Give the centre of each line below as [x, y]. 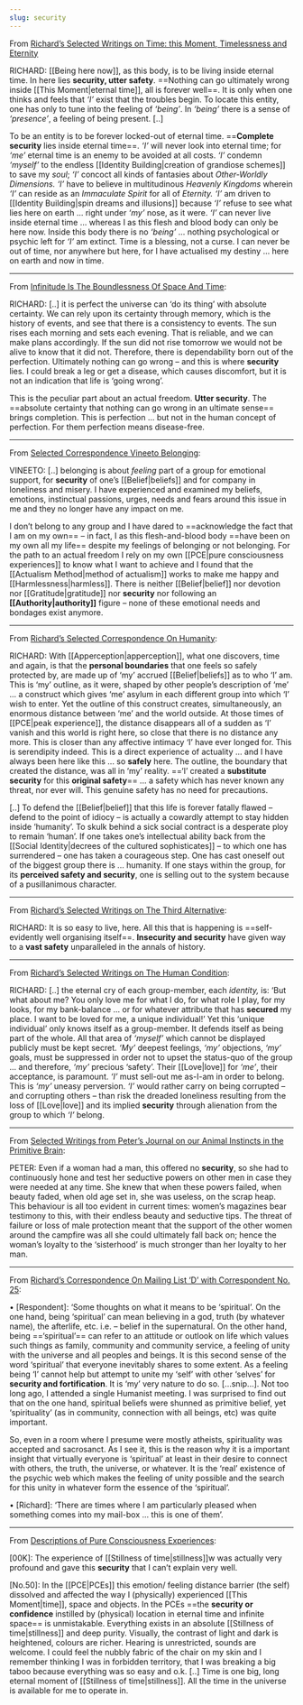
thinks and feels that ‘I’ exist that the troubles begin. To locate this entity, [144, 99]
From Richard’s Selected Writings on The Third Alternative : [118, 910]
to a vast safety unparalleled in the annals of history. [107, 946]
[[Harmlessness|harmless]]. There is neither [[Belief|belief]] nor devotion [145, 584]
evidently [27, 937]
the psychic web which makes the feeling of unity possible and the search [147, 1478]
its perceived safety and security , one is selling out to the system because [149, 874]
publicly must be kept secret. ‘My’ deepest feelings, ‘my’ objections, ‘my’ [146, 1047]
